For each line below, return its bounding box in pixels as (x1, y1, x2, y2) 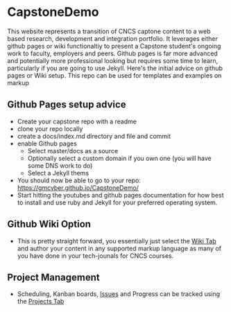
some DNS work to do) (27, 161, 93, 170)
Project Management (7, 271, 100, 283)
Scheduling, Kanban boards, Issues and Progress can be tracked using (17, 290, 221, 298)
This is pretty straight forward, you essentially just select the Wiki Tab (17, 236, 216, 245)
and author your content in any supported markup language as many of (17, 244, 222, 252)
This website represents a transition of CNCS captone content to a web (7, 27, 211, 35)
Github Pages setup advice (7, 98, 126, 111)
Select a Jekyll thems (27, 168, 89, 177)
